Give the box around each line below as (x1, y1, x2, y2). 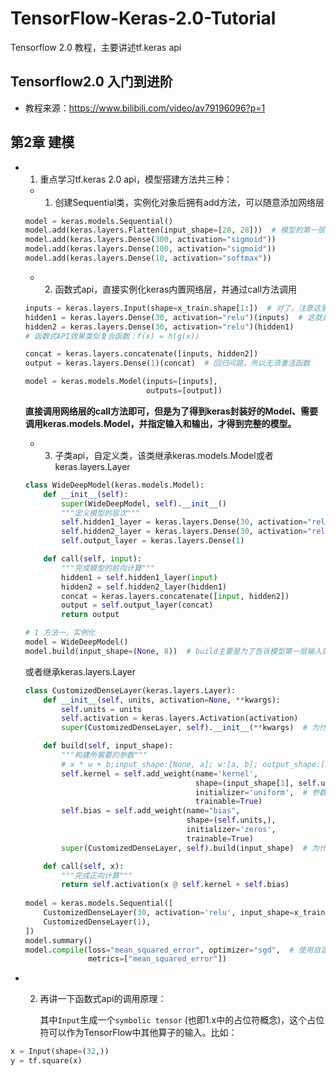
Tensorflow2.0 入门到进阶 (10, 73, 173, 91)
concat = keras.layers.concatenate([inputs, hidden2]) (24, 349, 259, 359)
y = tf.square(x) (10, 1056, 83, 1066)
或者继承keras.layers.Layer (24, 665, 136, 677)
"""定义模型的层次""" (61, 508, 141, 518)
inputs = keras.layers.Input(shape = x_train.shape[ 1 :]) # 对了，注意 (24, 303, 314, 313)
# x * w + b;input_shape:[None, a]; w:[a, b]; (61, 759, 259, 769)
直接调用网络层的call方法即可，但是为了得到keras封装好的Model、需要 (24, 405, 319, 417)
